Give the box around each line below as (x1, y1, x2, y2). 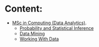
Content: (5, 3, 43, 15)
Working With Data (19, 36, 59, 42)
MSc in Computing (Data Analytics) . (12, 20, 87, 26)
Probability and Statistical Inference (19, 25, 94, 31)
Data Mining (19, 30, 45, 36)
